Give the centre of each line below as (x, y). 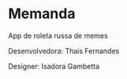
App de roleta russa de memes (58, 36)
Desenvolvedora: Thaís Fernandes (64, 51)
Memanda (42, 14)
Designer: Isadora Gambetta (54, 66)
